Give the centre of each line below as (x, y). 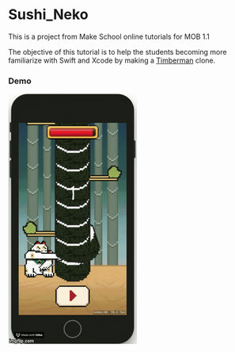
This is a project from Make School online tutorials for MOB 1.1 (109, 36)
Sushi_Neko (48, 15)
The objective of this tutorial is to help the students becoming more (117, 52)
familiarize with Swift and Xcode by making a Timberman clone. (112, 60)
